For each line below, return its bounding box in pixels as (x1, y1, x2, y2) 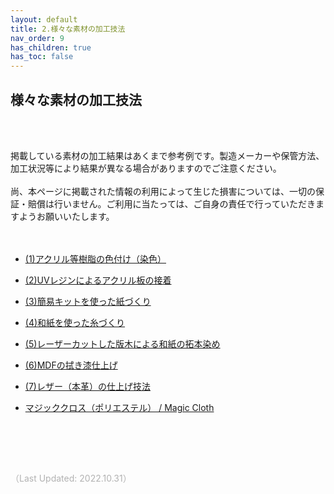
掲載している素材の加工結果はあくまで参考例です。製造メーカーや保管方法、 (10, 149, 325, 161)
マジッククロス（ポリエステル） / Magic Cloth (24, 401, 215, 413)
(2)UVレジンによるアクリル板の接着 (24, 274, 172, 286)
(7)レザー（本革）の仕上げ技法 (24, 380, 151, 392)
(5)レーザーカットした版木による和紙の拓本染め (24, 337, 221, 350)
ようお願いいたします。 (18, 210, 115, 222)
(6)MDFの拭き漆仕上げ (24, 359, 118, 371)
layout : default (10, 14, 78, 25)
